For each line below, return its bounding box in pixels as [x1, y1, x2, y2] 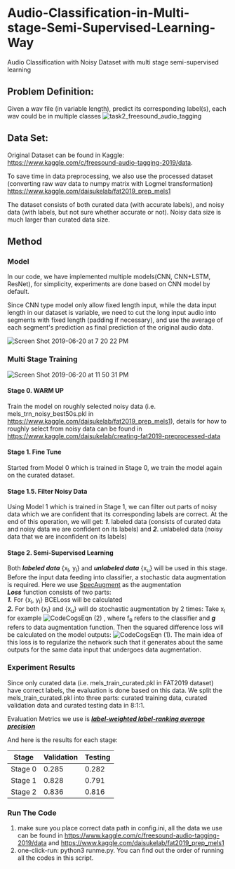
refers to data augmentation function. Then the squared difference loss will [7, 623, 224, 631]
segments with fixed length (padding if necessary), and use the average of [7, 316, 223, 324]
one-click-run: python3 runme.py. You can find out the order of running [17, 847, 224, 855]
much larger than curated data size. [7, 215, 110, 224]
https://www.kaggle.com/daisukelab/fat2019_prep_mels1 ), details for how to [7, 417, 227, 425]
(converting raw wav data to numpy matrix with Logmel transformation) [7, 179, 213, 187]
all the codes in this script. [17, 854, 94, 862]
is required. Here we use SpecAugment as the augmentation [7, 581, 182, 589]
